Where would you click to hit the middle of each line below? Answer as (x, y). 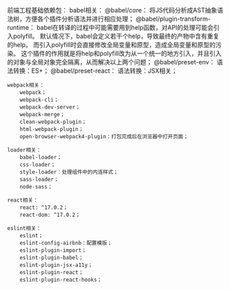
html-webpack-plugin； (52, 129)
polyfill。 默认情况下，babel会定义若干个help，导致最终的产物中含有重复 (116, 36)
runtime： (21, 27)
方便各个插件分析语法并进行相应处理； (80, 19)
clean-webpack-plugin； (53, 122)
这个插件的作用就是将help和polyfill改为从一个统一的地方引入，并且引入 (121, 53)
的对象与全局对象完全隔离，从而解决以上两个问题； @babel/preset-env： (111, 62)
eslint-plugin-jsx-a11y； (56, 265)
